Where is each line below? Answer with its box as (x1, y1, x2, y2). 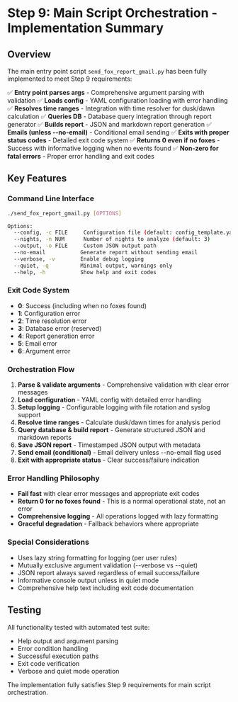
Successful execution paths (17, 652, 99, 660)
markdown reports (17, 434, 72, 442)
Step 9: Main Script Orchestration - (7, 5, 218, 21)
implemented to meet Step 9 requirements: (7, 74, 132, 83)
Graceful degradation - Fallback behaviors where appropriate (17, 519, 200, 528)
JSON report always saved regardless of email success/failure (17, 568, 200, 577)
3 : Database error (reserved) (17, 324, 102, 332)
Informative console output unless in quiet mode (17, 576, 159, 584)
